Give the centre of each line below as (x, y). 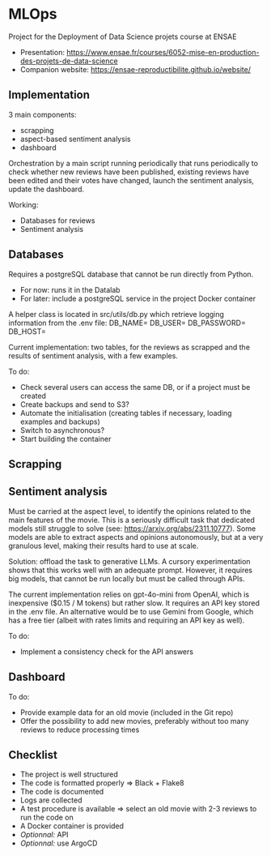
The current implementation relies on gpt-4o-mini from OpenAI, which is (129, 594)
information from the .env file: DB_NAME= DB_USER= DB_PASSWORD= (127, 323)
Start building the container (66, 439)
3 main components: (42, 114)
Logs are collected (51, 800)
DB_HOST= (27, 331)
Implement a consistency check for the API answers (107, 651)
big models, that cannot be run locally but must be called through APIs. (127, 578)
